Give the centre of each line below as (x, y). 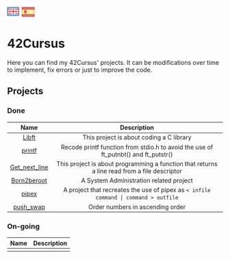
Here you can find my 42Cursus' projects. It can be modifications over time (113, 62)
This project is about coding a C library (137, 137)
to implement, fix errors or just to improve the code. (80, 70)
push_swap (29, 206)
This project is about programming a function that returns (137, 163)
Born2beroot (29, 180)
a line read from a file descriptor (137, 171)
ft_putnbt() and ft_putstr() (137, 154)
